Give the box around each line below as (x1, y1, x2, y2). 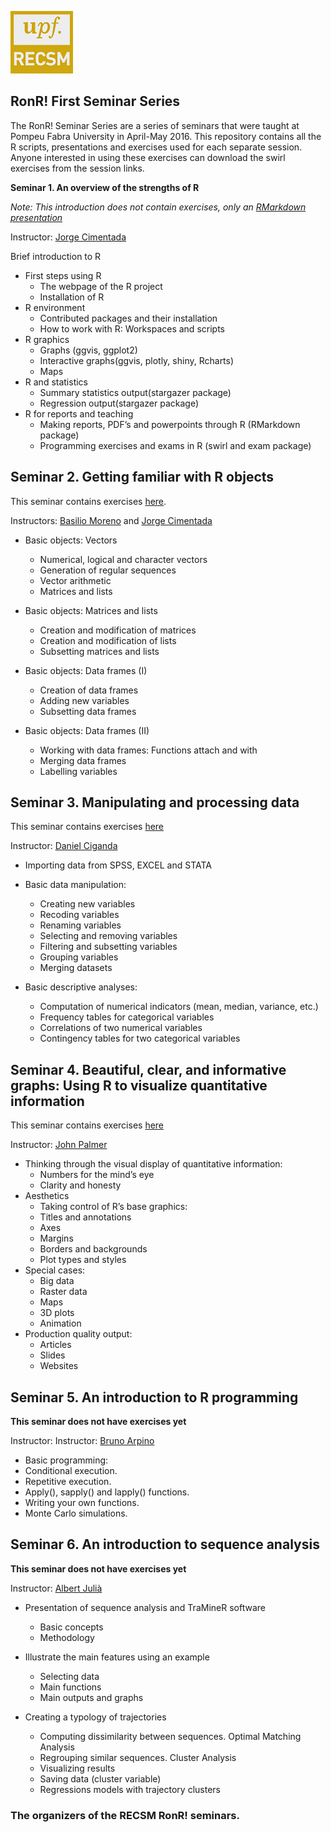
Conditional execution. (24, 1465, 118, 1477)
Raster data (39, 1286, 88, 1298)
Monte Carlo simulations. (24, 1507, 128, 1520)
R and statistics (24, 376, 89, 388)
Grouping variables (39, 951, 119, 963)
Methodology (39, 1631, 95, 1643)
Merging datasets (39, 962, 113, 974)
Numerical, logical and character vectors (39, 553, 208, 565)
